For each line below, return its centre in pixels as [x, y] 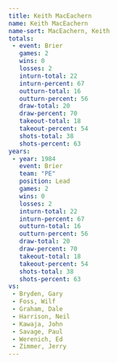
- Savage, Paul [37, 331]
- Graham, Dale [37, 309]
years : [19, 151]
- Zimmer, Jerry [39, 347]
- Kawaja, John [37, 324]
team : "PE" [38, 174]
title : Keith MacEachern [50, 16]
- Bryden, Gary [37, 294]
